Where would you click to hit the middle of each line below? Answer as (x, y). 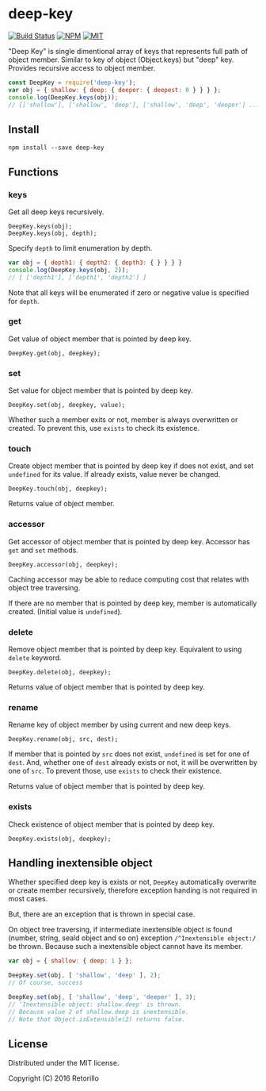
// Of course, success (46, 983)
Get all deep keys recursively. (56, 212)
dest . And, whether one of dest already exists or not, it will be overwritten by (133, 763)
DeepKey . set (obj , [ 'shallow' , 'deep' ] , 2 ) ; (84, 976)
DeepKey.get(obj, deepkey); (55, 353)
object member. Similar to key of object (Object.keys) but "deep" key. (121, 60)
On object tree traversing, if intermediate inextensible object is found (120, 930)
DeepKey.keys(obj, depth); (53, 233)
